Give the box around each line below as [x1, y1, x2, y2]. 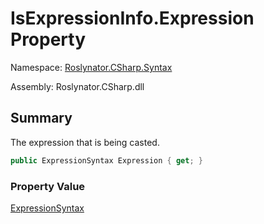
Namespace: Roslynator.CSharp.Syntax [10, 61, 173, 73]
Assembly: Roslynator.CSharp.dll [10, 80, 145, 92]
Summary [10, 110, 73, 127]
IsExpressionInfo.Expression [10, 7, 255, 30]
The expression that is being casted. [10, 136, 160, 148]
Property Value [10, 179, 86, 193]
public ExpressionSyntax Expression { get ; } [10, 155, 203, 166]
